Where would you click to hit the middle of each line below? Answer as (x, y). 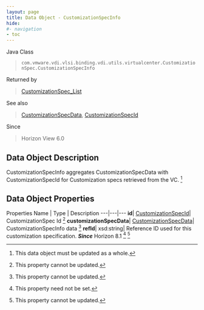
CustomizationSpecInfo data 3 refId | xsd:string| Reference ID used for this (99, 228)
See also (17, 103)
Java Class (20, 52)
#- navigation (24, 29)
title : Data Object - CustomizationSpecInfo (63, 18)
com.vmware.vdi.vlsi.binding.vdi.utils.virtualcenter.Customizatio (108, 63)
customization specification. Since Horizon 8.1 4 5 (68, 235)
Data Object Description (53, 158)
